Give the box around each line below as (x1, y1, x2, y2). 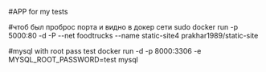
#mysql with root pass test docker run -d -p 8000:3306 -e (8, 46, 202, 55)
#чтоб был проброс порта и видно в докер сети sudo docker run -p (8, 22, 239, 31)
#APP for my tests (8, 7, 68, 16)
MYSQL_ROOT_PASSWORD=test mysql (8, 55, 138, 64)
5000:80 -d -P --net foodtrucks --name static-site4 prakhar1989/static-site (8, 31, 259, 40)
